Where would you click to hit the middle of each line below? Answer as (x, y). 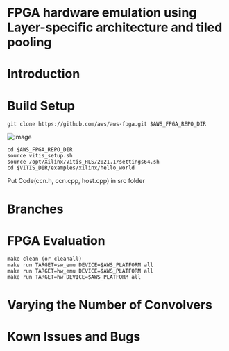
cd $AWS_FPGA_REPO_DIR (40, 150)
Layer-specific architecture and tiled (115, 27)
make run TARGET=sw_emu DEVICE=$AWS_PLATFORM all (80, 265)
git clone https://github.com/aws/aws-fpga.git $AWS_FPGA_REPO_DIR (107, 124)
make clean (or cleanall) (44, 259)
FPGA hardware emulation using (102, 13)
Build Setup (41, 106)
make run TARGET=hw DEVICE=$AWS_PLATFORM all (74, 277)
